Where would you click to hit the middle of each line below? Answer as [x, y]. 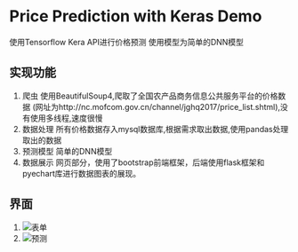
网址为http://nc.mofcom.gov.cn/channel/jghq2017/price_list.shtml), [158, 106]
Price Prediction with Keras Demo [136, 16]
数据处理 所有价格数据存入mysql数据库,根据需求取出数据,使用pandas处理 [155, 129]
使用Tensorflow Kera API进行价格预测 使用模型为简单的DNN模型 [127, 42]
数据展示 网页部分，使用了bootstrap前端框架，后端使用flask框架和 [143, 162]
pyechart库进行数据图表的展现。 [81, 173]
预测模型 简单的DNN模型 [67, 151]
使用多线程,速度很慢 [66, 118]
